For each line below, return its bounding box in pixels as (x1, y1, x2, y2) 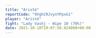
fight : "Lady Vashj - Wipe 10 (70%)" (5, 21, 84, 26)
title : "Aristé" (5, 7, 39, 12)
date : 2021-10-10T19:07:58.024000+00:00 (5, 26, 91, 31)
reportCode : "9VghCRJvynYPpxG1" (5, 12, 73, 17)
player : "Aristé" (5, 16, 42, 21)
